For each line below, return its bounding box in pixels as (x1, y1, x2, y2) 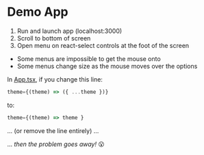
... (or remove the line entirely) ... (7, 126, 99, 134)
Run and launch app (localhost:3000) (16, 27, 123, 35)
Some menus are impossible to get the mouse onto (16, 54, 161, 62)
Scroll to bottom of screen (16, 34, 91, 42)
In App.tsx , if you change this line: (7, 75, 103, 83)
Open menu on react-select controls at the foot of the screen (16, 41, 190, 49)
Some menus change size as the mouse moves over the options (16, 62, 198, 70)
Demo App (7, 4, 68, 20)
